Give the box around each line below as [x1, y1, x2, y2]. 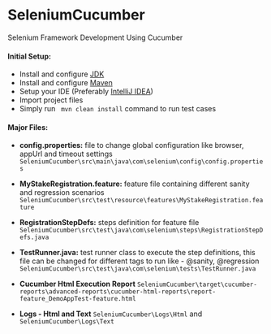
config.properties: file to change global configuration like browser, [19, 141, 244, 150]
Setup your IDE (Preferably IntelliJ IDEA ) [19, 87, 153, 97]
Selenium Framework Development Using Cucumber [7, 33, 183, 42]
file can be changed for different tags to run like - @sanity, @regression [19, 256, 260, 266]
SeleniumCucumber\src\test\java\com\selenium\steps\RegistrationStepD [19, 226, 264, 235]
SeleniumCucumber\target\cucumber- [136, 280, 257, 289]
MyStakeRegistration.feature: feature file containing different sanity [19, 179, 250, 189]
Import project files [19, 95, 84, 105]
